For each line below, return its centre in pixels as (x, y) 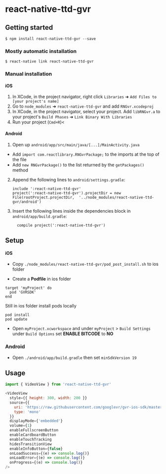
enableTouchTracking (31, 439)
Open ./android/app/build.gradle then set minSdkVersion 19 (74, 357)
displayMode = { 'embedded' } (36, 421)
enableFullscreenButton (34, 430)
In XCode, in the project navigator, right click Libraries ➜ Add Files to (84, 97)
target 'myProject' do (28, 288)
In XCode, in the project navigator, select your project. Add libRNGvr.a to (86, 112)
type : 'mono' (27, 412)
